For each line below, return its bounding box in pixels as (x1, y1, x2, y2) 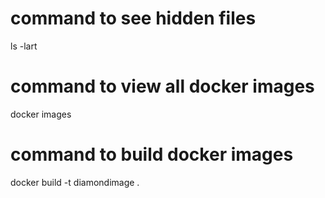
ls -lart (10, 40, 38, 52)
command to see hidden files (10, 7, 257, 30)
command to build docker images (10, 143, 294, 166)
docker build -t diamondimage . (10, 176, 140, 188)
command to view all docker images (10, 75, 315, 98)
